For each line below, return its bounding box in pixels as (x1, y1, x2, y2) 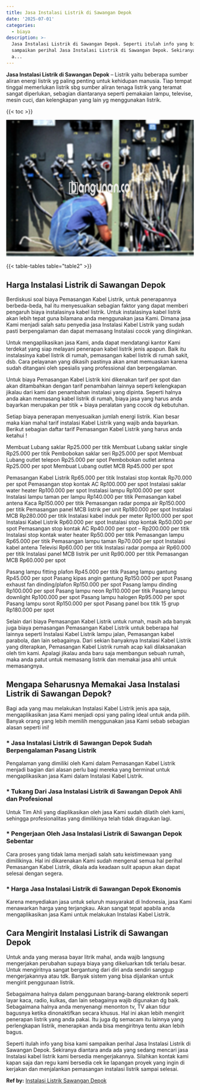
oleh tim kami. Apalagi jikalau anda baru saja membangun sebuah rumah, (6, 650, 186, 657)
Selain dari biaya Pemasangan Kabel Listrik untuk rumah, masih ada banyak (6, 618, 192, 625)
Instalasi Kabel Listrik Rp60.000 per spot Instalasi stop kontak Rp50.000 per (6, 518, 192, 526)
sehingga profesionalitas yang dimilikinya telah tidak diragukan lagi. (6, 815, 171, 822)
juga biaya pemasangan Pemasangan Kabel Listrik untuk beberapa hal (6, 624, 179, 631)
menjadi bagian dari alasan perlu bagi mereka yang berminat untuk (6, 766, 170, 773)
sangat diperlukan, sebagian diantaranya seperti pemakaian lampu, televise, (6, 90, 193, 97)
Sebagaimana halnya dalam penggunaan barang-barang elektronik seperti (6, 990, 189, 997)
